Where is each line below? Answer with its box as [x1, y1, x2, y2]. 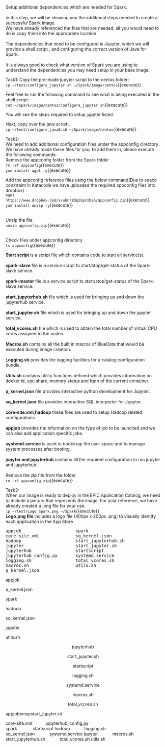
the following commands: [5, 152, 57, 157]
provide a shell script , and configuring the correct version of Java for [5, 46, 146, 52]
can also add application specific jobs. [5, 431, 83, 436]
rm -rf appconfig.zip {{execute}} [5, 477, 73, 483]
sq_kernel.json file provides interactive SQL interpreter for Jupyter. [5, 399, 142, 404]
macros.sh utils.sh [5, 563, 97, 568]
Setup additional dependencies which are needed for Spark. [5, 4, 127, 10]
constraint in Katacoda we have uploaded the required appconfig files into [5, 182, 156, 188]
